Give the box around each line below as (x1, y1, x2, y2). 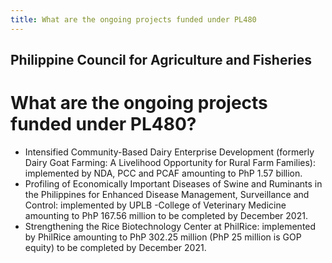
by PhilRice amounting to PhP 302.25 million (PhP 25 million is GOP (24, 231, 302, 243)
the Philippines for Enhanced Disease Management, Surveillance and (24, 188, 310, 200)
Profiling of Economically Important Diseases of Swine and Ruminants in (24, 177, 323, 190)
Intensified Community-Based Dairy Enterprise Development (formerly (24, 146, 315, 158)
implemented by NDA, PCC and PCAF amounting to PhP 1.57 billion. (24, 167, 303, 179)
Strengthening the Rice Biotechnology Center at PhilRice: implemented (24, 220, 317, 232)
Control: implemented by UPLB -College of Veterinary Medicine (24, 199, 287, 211)
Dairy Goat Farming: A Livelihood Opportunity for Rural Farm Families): (24, 156, 316, 168)
